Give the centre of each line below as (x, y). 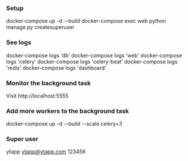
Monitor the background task (48, 83)
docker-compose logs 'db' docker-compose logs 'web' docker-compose (94, 55)
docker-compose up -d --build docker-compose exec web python (86, 21)
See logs (19, 42)
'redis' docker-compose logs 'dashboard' (56, 68)
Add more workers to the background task (68, 111)
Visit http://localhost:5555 (37, 96)
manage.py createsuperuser (40, 27)
